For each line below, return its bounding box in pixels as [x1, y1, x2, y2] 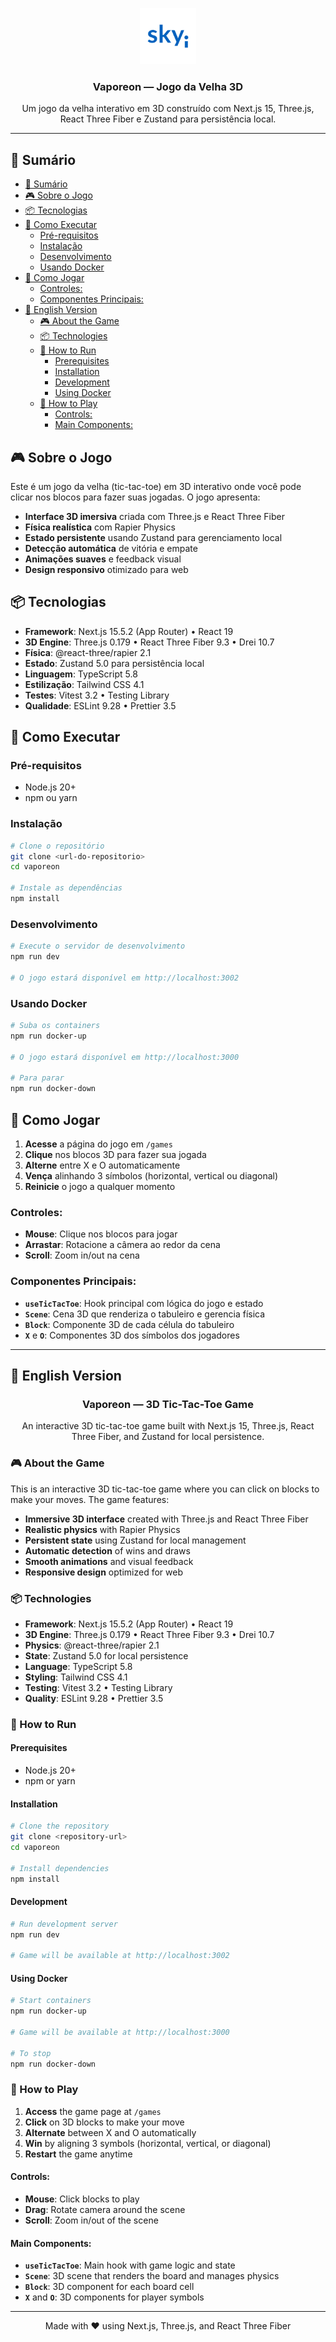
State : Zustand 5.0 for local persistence [24, 1649, 189, 1662]
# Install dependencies [10, 1863, 110, 1873]
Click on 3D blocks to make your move [24, 2116, 185, 2128]
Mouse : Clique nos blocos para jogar [24, 1228, 178, 1240]
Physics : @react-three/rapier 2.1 [24, 1639, 160, 1651]
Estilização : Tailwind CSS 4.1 [24, 678, 145, 690]
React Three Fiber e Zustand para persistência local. [59, 113, 277, 125]
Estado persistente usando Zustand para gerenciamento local [24, 531, 283, 543]
